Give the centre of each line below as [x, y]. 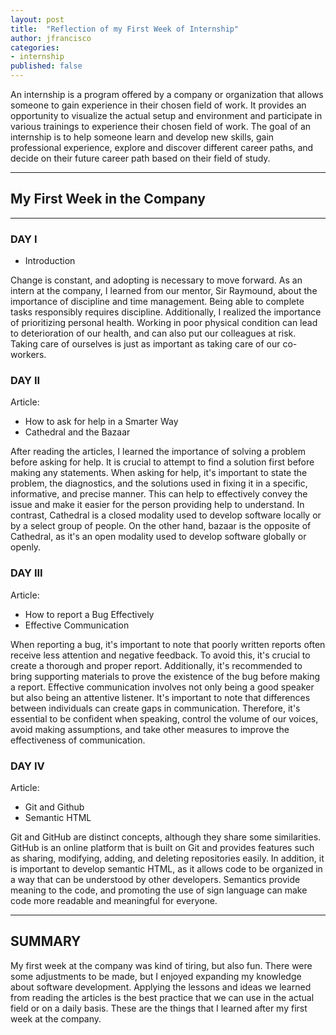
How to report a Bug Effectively [89, 614]
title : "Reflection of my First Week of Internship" [125, 29]
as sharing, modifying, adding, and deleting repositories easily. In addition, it [167, 858]
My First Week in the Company [108, 199]
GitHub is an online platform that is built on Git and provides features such [162, 847]
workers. [28, 355]
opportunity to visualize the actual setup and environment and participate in [166, 115]
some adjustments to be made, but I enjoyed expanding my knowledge [156, 976]
